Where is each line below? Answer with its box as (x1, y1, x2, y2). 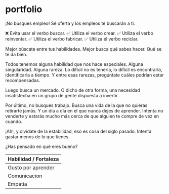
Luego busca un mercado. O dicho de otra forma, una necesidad (5, 87, 140, 93)
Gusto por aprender (8, 164, 55, 171)
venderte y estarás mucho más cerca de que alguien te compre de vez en (5, 113, 159, 119)
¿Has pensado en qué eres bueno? (5, 143, 78, 149)
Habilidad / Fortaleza (8, 156, 59, 163)
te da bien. (5, 51, 28, 57)
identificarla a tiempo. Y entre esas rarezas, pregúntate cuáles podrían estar (5, 72, 164, 78)
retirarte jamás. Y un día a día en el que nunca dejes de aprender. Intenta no (5, 107, 163, 113)
